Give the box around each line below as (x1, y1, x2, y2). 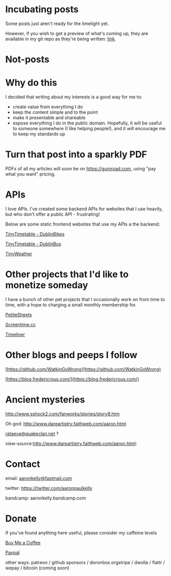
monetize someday (5, 280, 88, 291)
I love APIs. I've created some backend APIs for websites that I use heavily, (5, 206, 163, 212)
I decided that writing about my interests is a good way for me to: (5, 94, 142, 100)
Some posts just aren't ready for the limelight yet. (5, 20, 109, 27)
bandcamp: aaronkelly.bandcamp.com (5, 495, 86, 501)
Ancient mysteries (5, 394, 85, 405)
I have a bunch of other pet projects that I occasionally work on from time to (5, 296, 165, 302)
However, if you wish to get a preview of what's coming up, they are (5, 30, 149, 36)
